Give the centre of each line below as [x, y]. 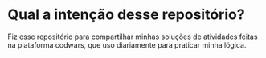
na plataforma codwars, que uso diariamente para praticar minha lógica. [127, 44]
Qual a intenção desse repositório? [127, 15]
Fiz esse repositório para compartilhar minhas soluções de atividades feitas [133, 37]
